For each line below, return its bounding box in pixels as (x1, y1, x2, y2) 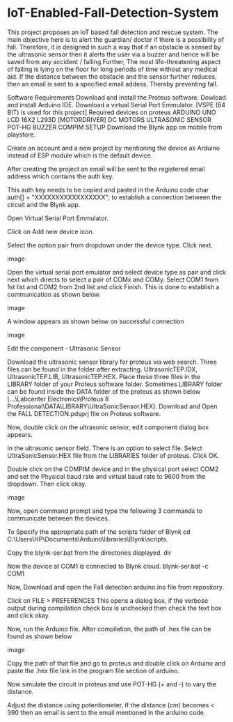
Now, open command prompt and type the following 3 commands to (7, 507, 203, 515)
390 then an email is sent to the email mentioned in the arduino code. (7, 708, 206, 716)
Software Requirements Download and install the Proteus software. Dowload (7, 93, 226, 102)
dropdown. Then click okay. (7, 479, 87, 488)
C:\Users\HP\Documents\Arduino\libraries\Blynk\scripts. (7, 535, 168, 543)
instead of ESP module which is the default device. (7, 151, 153, 160)
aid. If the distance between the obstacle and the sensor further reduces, (7, 72, 217, 81)
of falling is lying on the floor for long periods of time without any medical (7, 65, 218, 73)
